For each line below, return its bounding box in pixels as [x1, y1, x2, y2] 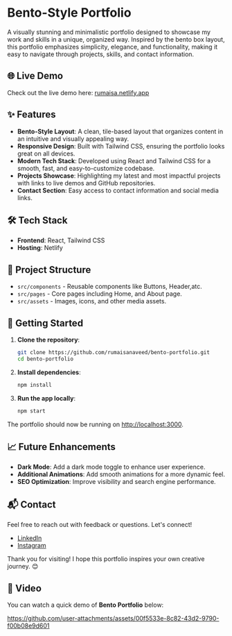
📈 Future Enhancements [7, 441, 116, 453]
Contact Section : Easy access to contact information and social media [17, 186, 220, 194]
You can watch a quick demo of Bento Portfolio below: [7, 601, 164, 609]
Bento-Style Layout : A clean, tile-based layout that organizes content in [17, 127, 224, 135]
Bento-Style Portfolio [7, 5, 132, 21]
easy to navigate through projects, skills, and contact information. [7, 50, 195, 58]
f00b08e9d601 [7, 621, 50, 630]
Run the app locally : [17, 394, 76, 402]
